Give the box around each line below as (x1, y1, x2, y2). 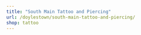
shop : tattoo (6, 20, 39, 26)
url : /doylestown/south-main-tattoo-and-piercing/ (6, 14, 136, 20)
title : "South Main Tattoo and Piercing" (6, 8, 112, 15)
